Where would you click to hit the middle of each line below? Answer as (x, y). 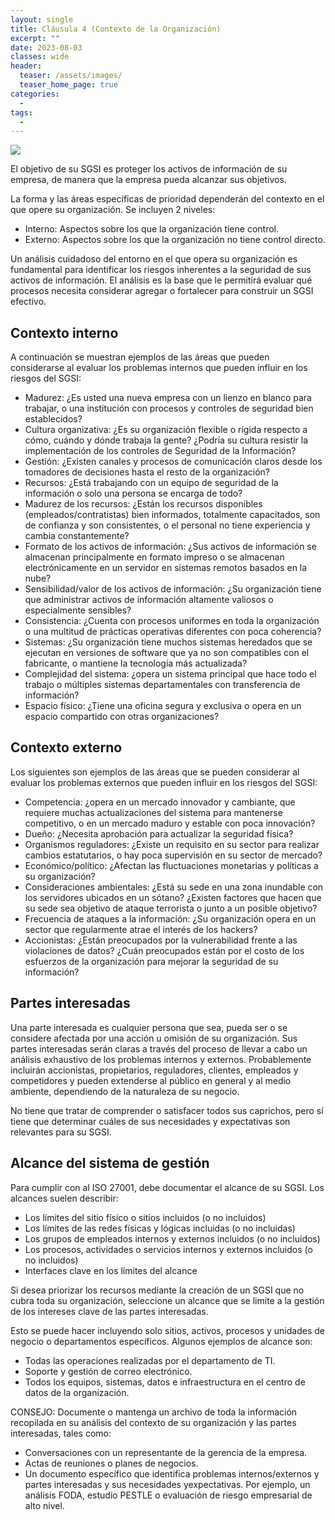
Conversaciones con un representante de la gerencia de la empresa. (166, 1452)
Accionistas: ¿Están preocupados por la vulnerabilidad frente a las (161, 940)
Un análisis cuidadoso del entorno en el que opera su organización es (154, 259)
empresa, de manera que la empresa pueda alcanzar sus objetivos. (148, 180)
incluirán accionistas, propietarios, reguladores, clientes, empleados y (154, 1070)
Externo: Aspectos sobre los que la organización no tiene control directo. (175, 240)
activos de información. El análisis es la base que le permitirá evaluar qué (161, 280)
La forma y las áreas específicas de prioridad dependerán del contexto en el (167, 199)
